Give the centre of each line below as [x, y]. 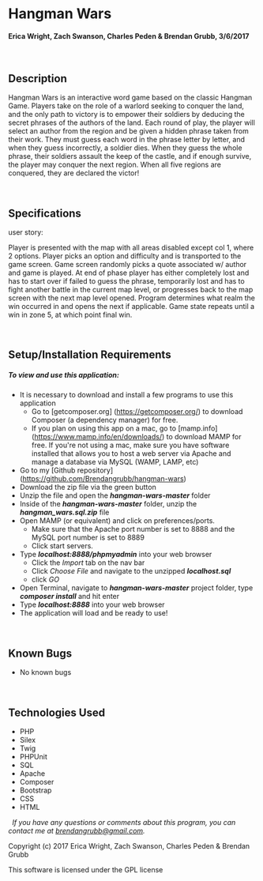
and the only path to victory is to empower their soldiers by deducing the [126, 115]
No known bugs [45, 672]
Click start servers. [62, 546]
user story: [26, 232]
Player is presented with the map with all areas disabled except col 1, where [131, 248]
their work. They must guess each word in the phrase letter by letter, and [126, 140]
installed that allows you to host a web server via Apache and [131, 454]
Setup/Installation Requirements [90, 355]
